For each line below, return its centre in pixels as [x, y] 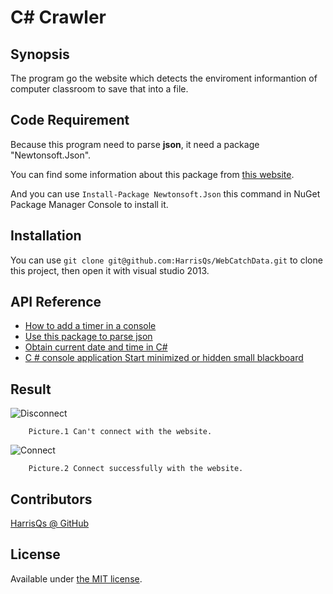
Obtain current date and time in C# [96, 347]
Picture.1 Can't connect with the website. [120, 432]
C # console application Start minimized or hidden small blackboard [164, 358]
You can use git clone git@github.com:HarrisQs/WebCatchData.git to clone [166, 260]
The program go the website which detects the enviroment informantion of [164, 78]
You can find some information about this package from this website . [152, 174]
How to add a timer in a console [90, 326]
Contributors [51, 499]
